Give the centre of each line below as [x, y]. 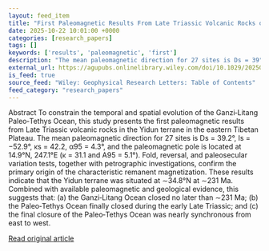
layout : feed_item [39, 16]
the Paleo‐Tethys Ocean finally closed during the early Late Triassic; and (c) [133, 206]
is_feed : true [32, 75]
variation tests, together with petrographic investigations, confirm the [122, 164]
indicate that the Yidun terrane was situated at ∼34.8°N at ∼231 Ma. [121, 181]
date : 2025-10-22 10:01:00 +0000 [64, 30]
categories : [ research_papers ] [60, 38]
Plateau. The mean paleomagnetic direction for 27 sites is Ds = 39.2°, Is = [129, 138]
